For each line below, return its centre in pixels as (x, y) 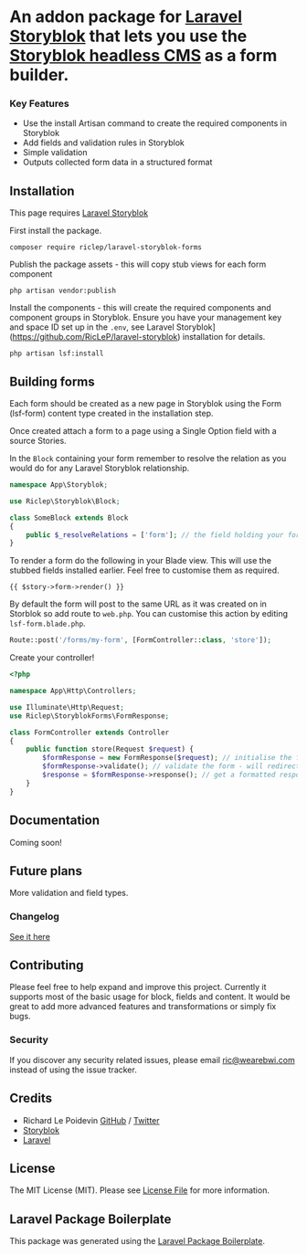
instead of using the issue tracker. (73, 1070)
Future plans (46, 871)
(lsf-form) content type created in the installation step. (111, 414)
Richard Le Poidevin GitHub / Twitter (91, 1120)
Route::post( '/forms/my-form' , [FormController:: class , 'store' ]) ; (141, 640)
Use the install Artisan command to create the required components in (155, 123)
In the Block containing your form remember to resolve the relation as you (148, 459)
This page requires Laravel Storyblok (79, 213)
